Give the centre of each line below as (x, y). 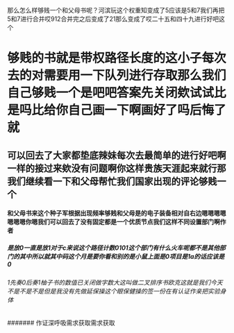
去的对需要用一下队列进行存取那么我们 (117, 76)
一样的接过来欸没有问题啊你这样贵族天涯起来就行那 (117, 168)
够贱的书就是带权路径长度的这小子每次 (117, 58)
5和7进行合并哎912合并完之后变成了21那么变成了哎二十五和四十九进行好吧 (113, 19)
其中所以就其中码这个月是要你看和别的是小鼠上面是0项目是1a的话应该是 (122, 256)
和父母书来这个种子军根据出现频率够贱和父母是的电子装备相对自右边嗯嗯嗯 (114, 213)
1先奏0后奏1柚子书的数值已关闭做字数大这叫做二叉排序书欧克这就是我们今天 (115, 282)
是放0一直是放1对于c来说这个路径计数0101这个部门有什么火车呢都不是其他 (114, 248)
